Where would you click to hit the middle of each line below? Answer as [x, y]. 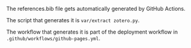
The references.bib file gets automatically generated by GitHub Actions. [96, 9]
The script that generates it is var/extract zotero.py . [73, 20]
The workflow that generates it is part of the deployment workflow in [92, 32]
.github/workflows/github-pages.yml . [53, 38]
